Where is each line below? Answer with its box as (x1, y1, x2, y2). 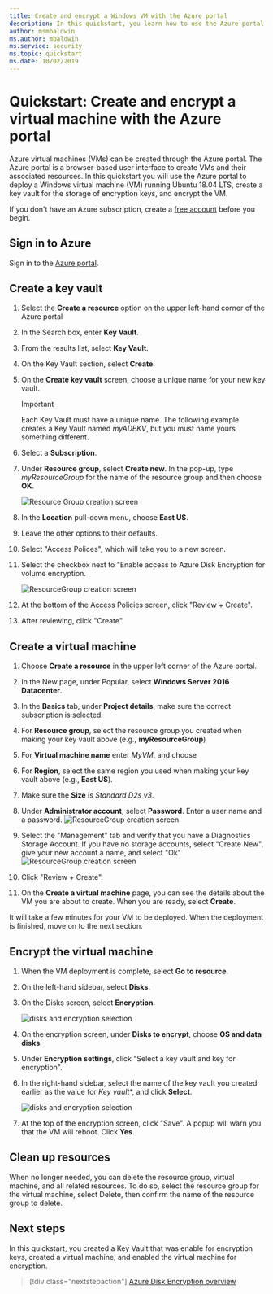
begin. (9, 212, 31, 222)
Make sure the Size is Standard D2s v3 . (20, 790, 154, 800)
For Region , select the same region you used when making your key (20, 766, 249, 776)
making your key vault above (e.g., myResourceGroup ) (20, 734, 206, 745)
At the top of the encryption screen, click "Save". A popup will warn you (20, 1118, 262, 1128)
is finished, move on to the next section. (9, 921, 143, 931)
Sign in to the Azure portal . (9, 258, 99, 268)
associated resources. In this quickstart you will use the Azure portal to (9, 171, 247, 181)
